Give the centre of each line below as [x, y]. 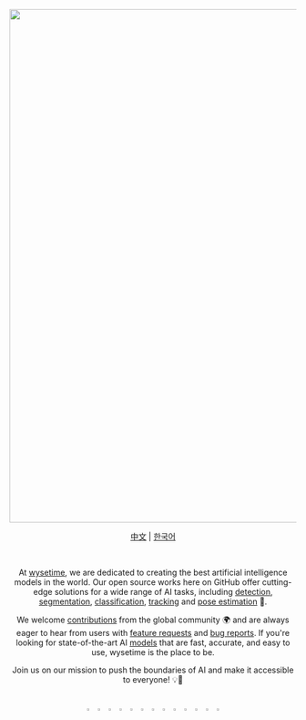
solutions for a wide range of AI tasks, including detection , [163, 592]
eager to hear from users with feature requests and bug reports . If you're [153, 633]
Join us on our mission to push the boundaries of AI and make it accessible [153, 670]
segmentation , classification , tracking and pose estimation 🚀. [153, 601]
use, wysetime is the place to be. [153, 652]
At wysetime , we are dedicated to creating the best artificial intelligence [153, 572]
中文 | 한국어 [153, 537]
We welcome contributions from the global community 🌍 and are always [153, 620]
